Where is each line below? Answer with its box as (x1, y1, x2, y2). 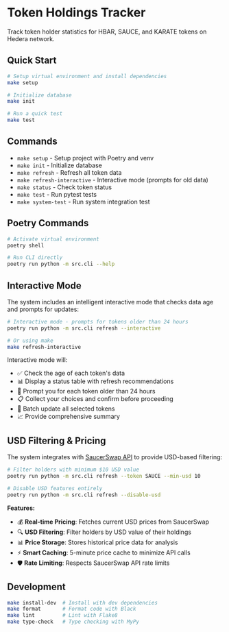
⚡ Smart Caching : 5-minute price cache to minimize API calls (16, 548, 191, 557)
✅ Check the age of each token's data (16, 369, 125, 378)
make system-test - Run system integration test (16, 197, 150, 206)
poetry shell (7, 242, 45, 249)
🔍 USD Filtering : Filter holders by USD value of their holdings (16, 528, 192, 536)
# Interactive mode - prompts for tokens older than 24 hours (7, 318, 189, 325)
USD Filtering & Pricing (7, 435, 106, 446)
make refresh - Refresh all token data (16, 168, 122, 176)
